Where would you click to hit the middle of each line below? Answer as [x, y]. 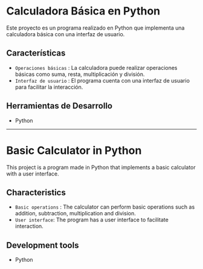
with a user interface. [33, 174]
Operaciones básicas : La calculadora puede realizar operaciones [96, 68]
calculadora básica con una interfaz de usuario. [66, 34]
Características [36, 53]
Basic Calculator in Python [74, 150]
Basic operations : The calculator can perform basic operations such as [105, 207]
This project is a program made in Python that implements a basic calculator [101, 167]
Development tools [43, 245]
